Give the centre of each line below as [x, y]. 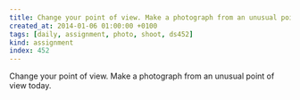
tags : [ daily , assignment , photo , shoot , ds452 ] [101, 34]
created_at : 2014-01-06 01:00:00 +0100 [83, 26]
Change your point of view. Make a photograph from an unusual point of [142, 76]
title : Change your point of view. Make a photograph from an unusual [143, 17]
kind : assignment [42, 42]
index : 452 [29, 51]
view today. [30, 86]
